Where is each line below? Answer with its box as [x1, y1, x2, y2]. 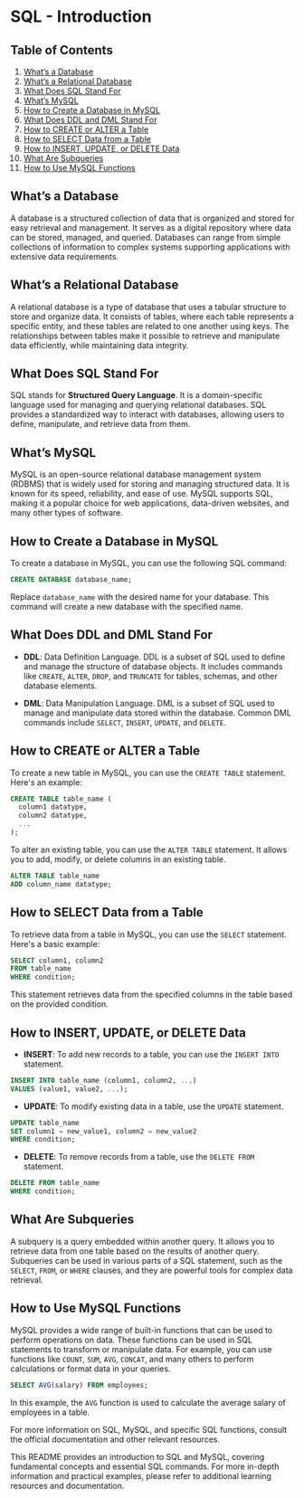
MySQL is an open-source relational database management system [10, 469, 261, 480]
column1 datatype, [18, 802, 89, 811]
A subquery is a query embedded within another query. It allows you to [10, 1236, 275, 1247]
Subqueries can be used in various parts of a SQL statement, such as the [10, 1255, 283, 1266]
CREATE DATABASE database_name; [10, 575, 132, 584]
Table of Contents [10, 43, 114, 58]
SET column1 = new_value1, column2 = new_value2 [10, 1126, 197, 1136]
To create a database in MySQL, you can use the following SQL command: [10, 558, 288, 569]
